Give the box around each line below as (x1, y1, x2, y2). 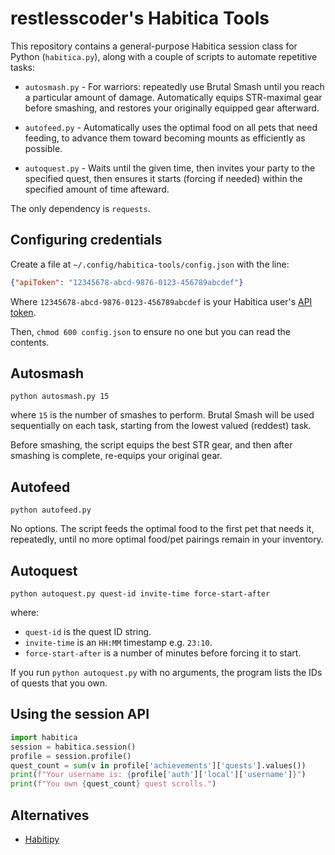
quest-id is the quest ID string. (24, 626, 152, 638)
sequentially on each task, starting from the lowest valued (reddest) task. (10, 420, 312, 432)
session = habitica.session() (10, 742, 137, 752)
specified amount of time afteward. (24, 183, 170, 195)
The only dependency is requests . (10, 202, 151, 214)
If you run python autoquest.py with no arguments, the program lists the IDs (10, 667, 323, 679)
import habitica (10, 732, 78, 742)
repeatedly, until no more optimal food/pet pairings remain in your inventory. (10, 533, 324, 546)
